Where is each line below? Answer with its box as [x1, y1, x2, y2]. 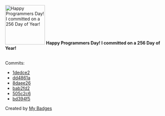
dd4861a [12, 75, 31, 80]
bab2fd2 [12, 85, 30, 91]
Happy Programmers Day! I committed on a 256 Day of [46, 40, 161, 46]
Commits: [5, 60, 25, 66]
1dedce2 [12, 70, 30, 76]
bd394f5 [12, 96, 31, 102]
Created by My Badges [5, 106, 52, 111]
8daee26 [12, 80, 31, 86]
